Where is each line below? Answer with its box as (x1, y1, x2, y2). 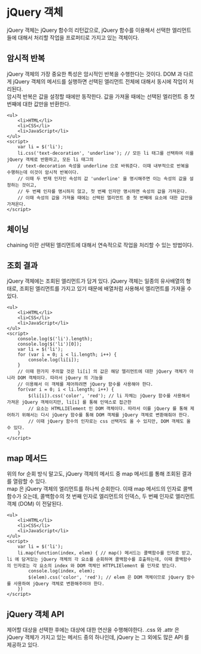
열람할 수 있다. (13, 478, 47, 485)
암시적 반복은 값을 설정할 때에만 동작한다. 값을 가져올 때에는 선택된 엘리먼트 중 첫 (7, 92, 195, 100)
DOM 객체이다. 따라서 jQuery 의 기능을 (17, 375, 103, 381)
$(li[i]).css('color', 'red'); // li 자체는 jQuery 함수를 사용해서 (28, 393, 190, 399)
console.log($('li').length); (17, 336, 93, 342)
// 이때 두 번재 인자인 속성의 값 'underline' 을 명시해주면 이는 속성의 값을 (17, 175, 187, 182)
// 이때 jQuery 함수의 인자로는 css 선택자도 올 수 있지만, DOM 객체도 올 (28, 418, 191, 425)
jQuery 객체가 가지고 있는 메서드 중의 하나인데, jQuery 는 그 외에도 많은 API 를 (7, 634, 190, 641)
